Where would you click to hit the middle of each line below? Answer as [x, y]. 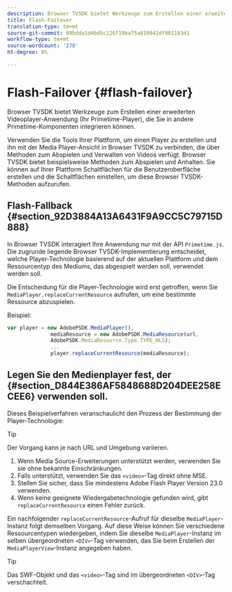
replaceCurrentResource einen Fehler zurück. [81, 505]
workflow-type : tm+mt [38, 39]
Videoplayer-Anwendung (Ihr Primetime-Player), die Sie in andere [100, 119]
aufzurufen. [54, 183]
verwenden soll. [72, 396]
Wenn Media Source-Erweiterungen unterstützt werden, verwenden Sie [119, 460]
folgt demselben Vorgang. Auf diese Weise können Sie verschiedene [127, 526]
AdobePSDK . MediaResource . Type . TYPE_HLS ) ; [111, 341]
